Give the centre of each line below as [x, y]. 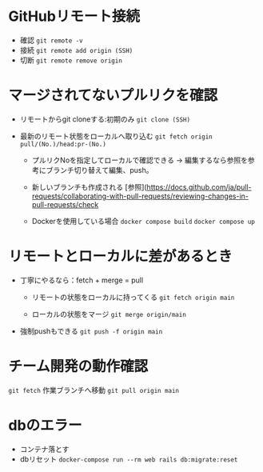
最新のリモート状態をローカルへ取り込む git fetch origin [116, 136]
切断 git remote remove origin [71, 60]
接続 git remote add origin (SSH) [76, 50]
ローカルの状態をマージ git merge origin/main [109, 314]
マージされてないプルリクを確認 [113, 96]
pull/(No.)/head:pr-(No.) [63, 144]
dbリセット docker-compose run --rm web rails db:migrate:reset [129, 459]
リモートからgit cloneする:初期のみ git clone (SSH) [105, 119]
